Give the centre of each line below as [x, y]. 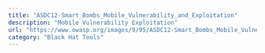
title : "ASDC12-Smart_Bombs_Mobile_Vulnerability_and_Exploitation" [123, 15]
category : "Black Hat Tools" [56, 37]
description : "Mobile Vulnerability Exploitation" [93, 23]
